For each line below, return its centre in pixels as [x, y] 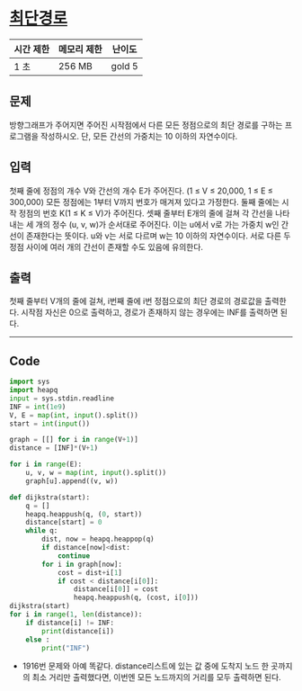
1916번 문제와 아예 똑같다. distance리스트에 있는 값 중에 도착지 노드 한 [146, 666]
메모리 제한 [80, 49]
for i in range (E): [46, 464]
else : [38, 640]
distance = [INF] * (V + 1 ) [54, 448]
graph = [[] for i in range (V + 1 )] [74, 440]
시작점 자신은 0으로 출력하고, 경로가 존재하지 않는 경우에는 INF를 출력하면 [150, 312]
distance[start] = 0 [64, 523]
